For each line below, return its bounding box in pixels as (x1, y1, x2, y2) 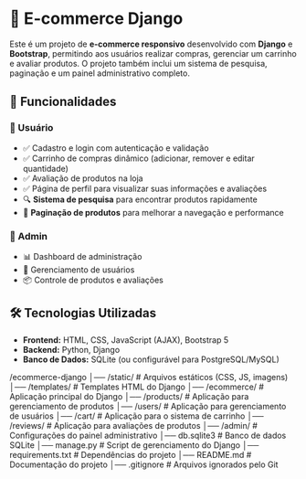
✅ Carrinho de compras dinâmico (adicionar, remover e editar (22, 153, 256, 164)
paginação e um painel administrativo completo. (9, 68, 190, 79)
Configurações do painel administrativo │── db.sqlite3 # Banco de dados (9, 430, 287, 441)
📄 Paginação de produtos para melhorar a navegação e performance (22, 207, 285, 218)
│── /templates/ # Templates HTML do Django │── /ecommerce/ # (9, 381, 265, 392)
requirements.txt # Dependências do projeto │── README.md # (9, 449, 252, 460)
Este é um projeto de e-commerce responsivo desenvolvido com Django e (9, 38, 293, 49)
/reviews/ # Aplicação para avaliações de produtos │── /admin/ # (9, 420, 259, 431)
